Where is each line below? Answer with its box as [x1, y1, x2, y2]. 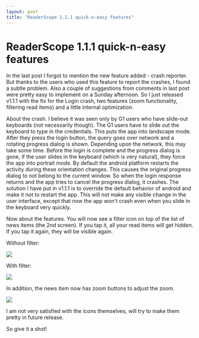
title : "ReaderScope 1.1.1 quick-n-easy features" [6, 14, 134, 20]
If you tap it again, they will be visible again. [6, 228, 113, 235]
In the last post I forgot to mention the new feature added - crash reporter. [6, 72, 188, 79]
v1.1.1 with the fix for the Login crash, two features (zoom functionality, [6, 98, 178, 105]
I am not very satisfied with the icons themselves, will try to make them [6, 308, 180, 315]
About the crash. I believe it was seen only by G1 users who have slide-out [6, 115, 188, 123]
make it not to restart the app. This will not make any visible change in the [6, 191, 187, 198]
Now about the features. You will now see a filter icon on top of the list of [6, 215, 185, 223]
